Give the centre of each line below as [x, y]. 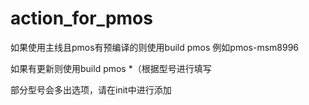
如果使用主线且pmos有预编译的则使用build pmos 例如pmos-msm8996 [155, 47]
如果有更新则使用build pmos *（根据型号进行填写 [111, 68]
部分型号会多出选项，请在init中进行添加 [91, 89]
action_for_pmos [81, 18]
